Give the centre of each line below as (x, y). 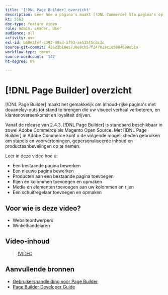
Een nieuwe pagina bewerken (43, 171)
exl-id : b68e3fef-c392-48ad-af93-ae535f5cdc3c (55, 43)
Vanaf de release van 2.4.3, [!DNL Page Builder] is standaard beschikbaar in (84, 125)
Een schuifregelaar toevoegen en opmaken (57, 192)
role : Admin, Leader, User (33, 29)
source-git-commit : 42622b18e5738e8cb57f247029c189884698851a (72, 47)
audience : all (20, 33)
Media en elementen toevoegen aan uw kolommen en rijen (73, 187)
